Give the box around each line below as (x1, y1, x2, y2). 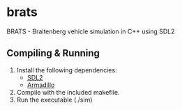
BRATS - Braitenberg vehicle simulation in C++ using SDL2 (6, 27, 175, 36)
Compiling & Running (6, 47, 100, 59)
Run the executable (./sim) (16, 95, 93, 104)
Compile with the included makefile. (16, 88, 120, 96)
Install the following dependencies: (16, 65, 117, 74)
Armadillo (26, 81, 55, 89)
